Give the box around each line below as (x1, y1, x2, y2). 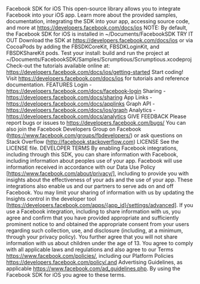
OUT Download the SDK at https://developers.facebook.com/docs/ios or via (6, 37, 193, 44)
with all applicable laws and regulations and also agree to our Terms (6, 246, 174, 253)
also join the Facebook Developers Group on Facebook (6, 125, 141, 132)
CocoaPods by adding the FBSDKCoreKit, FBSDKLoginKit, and (6, 43, 160, 50)
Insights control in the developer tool (6, 195, 97, 202)
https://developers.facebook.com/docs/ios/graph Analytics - (6, 107, 156, 113)
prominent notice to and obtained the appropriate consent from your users (6, 221, 189, 227)
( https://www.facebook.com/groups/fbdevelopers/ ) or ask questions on (6, 132, 183, 139)
